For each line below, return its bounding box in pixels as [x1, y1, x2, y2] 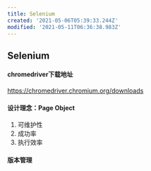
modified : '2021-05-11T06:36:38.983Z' [7, 23, 121, 30]
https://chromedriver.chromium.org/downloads [7, 86, 144, 95]
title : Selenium [7, 10, 55, 18]
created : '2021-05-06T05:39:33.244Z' [7, 17, 119, 24]
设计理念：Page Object [7, 103, 75, 112]
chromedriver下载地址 [7, 70, 73, 78]
